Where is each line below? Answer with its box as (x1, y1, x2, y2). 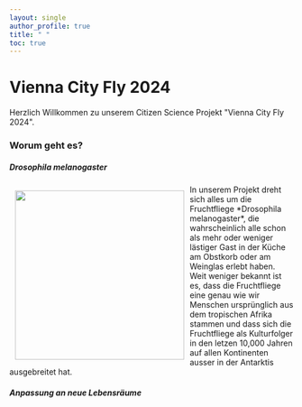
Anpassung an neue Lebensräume (9, 387, 142, 398)
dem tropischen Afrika (189, 309, 273, 320)
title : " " (9, 30, 50, 39)
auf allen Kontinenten (189, 347, 269, 358)
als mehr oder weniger (189, 232, 273, 244)
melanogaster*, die (189, 213, 260, 224)
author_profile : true (9, 22, 91, 31)
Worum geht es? (9, 139, 84, 152)
